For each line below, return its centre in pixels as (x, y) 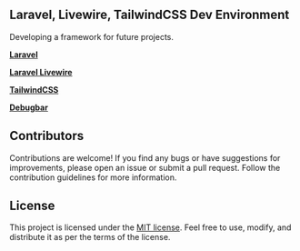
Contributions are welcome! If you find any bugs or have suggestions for (145, 157)
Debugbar (29, 107)
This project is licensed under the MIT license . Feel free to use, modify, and (150, 227)
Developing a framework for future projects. (92, 36)
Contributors (47, 136)
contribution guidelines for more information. (93, 177)
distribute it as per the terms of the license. (90, 237)
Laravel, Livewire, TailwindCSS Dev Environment (150, 15)
